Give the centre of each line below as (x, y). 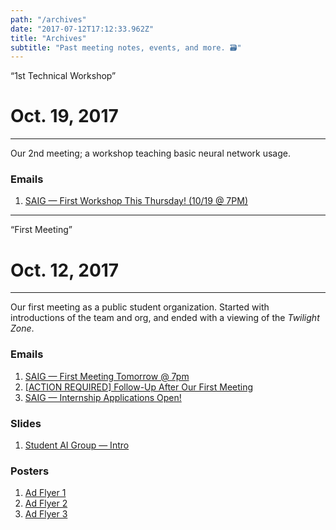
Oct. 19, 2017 (64, 116)
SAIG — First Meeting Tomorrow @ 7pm (107, 376)
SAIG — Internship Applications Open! (103, 397)
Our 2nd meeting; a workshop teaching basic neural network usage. (150, 153)
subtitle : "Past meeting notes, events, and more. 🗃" (126, 47)
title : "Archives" (48, 38)
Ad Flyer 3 (46, 514)
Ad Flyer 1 (45, 493)
